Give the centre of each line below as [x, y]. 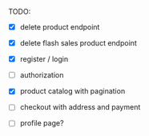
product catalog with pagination [72, 91]
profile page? [42, 123]
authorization [42, 75]
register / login [44, 59]
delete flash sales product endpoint [79, 43]
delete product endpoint [60, 27]
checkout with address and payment [80, 107]
